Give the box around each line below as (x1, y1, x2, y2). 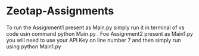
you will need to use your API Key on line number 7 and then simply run (6, 36, 181, 43)
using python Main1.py (6, 43, 61, 50)
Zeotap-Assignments (6, 4, 114, 18)
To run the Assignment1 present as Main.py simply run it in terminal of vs (6, 24, 185, 31)
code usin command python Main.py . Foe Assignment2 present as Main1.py (6, 30, 194, 37)
